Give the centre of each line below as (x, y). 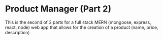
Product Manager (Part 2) (58, 9)
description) (17, 32)
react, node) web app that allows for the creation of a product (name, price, (82, 27)
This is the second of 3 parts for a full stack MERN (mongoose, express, (78, 22)
